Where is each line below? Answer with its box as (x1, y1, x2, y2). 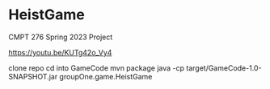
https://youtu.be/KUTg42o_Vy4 (8, 47, 112, 57)
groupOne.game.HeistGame (59, 71, 153, 81)
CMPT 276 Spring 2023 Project (8, 32, 113, 42)
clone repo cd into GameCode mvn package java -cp (8, 63, 184, 73)
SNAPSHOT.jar (8, 71, 58, 81)
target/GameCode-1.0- (185, 63, 262, 73)
